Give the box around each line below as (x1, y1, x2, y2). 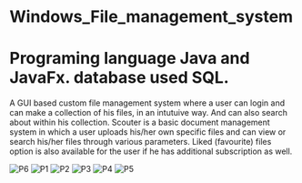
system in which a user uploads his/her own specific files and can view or (9, 127, 287, 137)
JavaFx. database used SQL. (9, 67, 229, 88)
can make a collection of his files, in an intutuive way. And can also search (9, 107, 288, 118)
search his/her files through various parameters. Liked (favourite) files (9, 137, 272, 147)
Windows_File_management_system (9, 6, 294, 27)
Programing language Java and (9, 48, 250, 69)
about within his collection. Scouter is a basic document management (9, 117, 270, 128)
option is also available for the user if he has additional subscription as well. (9, 146, 293, 157)
